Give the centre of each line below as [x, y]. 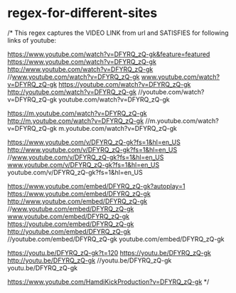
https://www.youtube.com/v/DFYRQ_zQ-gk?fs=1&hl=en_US [94, 142]
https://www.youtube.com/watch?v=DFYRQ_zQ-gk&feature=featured [109, 54]
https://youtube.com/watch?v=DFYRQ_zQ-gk [125, 84]
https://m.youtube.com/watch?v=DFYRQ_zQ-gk [77, 113]
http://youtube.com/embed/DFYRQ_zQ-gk [69, 231]
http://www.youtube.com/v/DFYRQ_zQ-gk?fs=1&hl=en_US [92, 149]
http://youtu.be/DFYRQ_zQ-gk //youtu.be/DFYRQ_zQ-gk [90, 260]
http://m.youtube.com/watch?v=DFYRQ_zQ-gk [76, 121]
